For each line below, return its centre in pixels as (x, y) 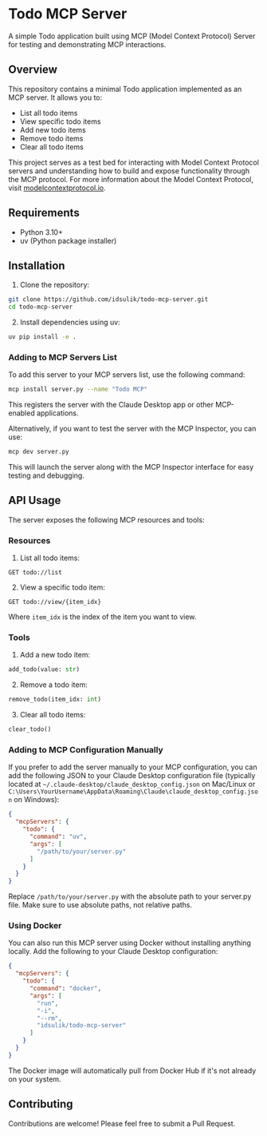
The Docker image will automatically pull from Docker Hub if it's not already (132, 1070)
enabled (22, 413)
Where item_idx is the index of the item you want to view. (102, 617)
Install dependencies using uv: (70, 322)
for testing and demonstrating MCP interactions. (87, 44)
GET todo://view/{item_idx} (55, 602)
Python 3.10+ (41, 232)
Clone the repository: (55, 285)
